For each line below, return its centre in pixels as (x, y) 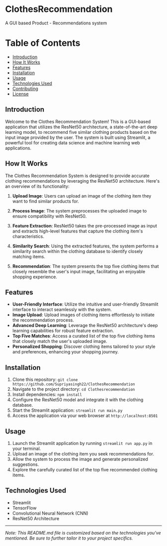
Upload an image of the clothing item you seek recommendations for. (83, 453)
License (20, 94)
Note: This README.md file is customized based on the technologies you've (83, 533)
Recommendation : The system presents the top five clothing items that (85, 266)
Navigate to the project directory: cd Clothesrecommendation (74, 389)
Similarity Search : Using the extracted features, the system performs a (85, 246)
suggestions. (26, 464)
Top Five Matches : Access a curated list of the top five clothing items (83, 336)
